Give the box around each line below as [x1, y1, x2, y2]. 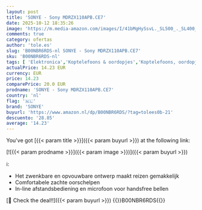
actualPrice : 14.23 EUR [6, 64, 66, 71]
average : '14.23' [6, 121, 50, 127]
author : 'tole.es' [6, 43, 52, 49]
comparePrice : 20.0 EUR [6, 82, 66, 88]
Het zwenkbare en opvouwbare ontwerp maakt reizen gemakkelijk [14, 172, 179, 180]
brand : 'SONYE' [6, 103, 44, 110]
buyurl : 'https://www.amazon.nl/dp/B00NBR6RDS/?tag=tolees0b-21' [6, 109, 173, 115]
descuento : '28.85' [6, 115, 55, 121]
